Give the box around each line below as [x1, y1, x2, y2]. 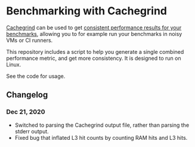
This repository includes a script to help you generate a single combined [6, 48, 184, 55]
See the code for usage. [6, 72, 66, 79]
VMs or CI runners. [6, 36, 53, 44]
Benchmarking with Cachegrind [6, 4, 167, 18]
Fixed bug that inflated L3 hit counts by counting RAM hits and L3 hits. [14, 134, 188, 141]
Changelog [6, 90, 48, 100]
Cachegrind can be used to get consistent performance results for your [6, 24, 182, 31]
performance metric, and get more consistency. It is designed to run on [6, 54, 181, 62]
